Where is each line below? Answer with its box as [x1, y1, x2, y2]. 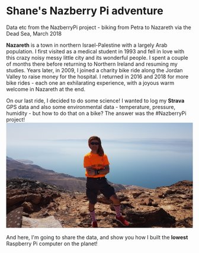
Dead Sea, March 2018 [6, 30, 62, 37]
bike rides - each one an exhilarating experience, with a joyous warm [6, 79, 175, 87]
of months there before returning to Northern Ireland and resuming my [6, 60, 178, 68]
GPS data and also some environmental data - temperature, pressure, [6, 103, 176, 110]
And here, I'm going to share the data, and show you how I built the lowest [6, 233, 188, 241]
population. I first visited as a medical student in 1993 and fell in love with [6, 47, 185, 55]
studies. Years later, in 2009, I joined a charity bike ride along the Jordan [6, 66, 183, 73]
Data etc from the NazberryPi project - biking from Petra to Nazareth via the [6, 24, 191, 31]
